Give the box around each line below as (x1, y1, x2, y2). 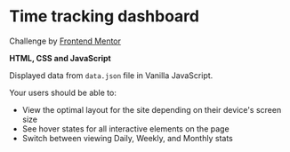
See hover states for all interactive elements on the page (21, 123, 230, 134)
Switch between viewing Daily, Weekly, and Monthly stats (21, 132, 233, 143)
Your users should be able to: (9, 87, 117, 98)
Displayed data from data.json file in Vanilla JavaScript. (9, 69, 213, 81)
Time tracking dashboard (9, 6, 200, 27)
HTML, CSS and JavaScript (9, 52, 111, 63)
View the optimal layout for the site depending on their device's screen (21, 104, 282, 115)
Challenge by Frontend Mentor (9, 36, 122, 46)
